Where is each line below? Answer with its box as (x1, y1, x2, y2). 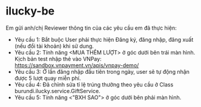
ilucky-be (5, 4, 55, 18)
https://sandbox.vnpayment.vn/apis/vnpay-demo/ (14, 62, 139, 69)
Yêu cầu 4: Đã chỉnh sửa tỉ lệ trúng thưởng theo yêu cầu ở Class (14, 80, 174, 88)
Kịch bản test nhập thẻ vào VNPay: (14, 55, 102, 62)
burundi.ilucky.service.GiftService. (14, 87, 100, 94)
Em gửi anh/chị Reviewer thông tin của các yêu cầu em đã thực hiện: (5, 24, 177, 31)
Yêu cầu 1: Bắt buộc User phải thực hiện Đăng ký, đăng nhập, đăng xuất (14, 36, 194, 43)
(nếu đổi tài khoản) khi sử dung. (14, 42, 94, 50)
